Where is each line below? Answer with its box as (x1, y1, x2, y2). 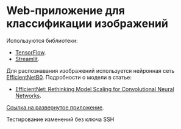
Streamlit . (15, 55, 40, 62)
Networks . (15, 92, 41, 99)
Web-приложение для (6, 4, 125, 18)
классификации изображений (6, 17, 169, 31)
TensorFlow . (15, 48, 46, 56)
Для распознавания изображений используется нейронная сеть (6, 67, 175, 74)
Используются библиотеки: (6, 37, 78, 44)
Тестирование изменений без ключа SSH (6, 116, 115, 123)
